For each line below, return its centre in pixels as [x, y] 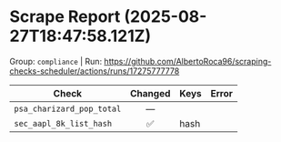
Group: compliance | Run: [56, 61]
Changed [151, 93]
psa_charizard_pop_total [68, 108]
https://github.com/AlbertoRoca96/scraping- [188, 61]
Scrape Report [65, 17]
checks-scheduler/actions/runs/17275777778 [95, 71]
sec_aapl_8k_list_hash [63, 123]
